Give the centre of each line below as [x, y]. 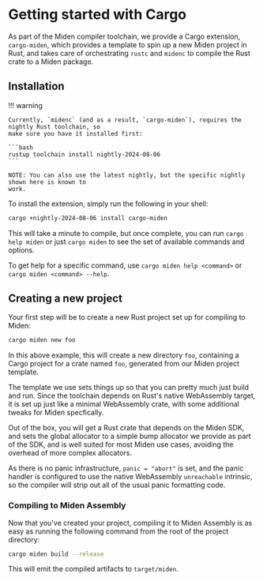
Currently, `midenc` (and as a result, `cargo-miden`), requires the [125, 120]
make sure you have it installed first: [76, 133]
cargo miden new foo [42, 340]
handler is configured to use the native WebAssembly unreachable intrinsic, [130, 477]
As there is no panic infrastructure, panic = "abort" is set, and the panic [126, 468]
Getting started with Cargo [98, 15]
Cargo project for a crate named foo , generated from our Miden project [124, 364]
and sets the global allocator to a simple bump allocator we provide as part [130, 437]
